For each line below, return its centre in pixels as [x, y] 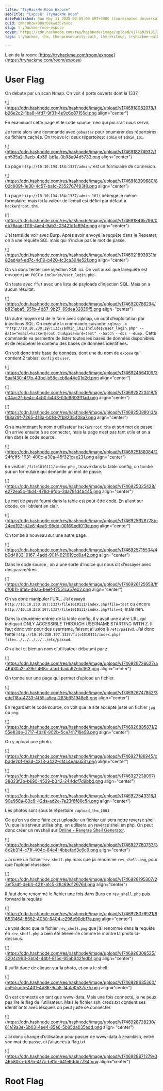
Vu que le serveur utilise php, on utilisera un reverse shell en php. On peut [79, 825]
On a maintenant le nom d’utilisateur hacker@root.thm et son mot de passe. [79, 427]
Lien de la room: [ [23, 55]
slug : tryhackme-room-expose [34, 28]
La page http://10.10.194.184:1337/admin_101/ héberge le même [71, 195]
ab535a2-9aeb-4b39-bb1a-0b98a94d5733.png [53, 157]
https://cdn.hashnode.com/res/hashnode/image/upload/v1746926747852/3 [82, 693]
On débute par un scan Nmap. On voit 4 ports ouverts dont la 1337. [72, 93]
